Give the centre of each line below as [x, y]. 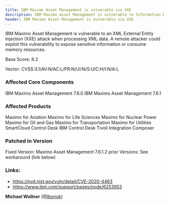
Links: [13, 170]
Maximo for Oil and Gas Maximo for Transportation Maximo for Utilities [78, 122]
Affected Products [28, 106]
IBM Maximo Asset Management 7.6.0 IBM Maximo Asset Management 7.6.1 [83, 93]
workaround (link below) [30, 157]
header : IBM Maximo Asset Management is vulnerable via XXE [70, 19]
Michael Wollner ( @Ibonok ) [34, 196]
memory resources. [26, 50]
